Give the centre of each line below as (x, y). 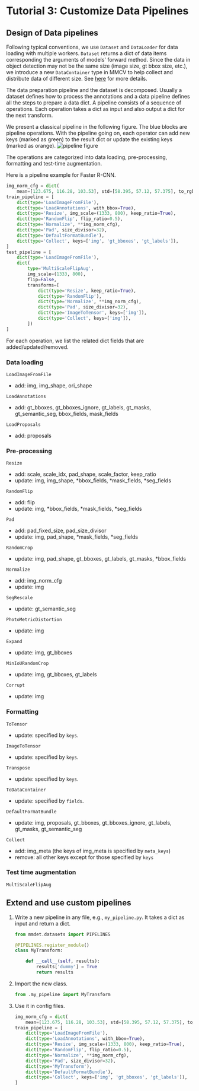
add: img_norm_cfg (38, 581)
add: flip (25, 502)
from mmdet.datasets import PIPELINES (62, 934)
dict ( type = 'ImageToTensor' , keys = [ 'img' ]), (92, 313)
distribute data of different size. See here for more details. (77, 79)
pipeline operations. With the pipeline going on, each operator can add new (98, 133)
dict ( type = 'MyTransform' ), (59, 1066)
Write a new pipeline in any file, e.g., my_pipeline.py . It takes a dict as (99, 917)
